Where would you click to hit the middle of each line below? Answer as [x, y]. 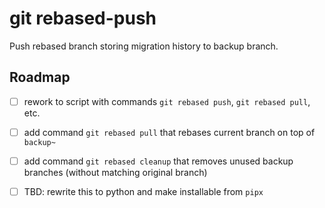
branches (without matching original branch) [115, 172]
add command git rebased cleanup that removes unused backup [158, 161]
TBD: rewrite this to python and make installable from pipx [143, 191]
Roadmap [40, 77]
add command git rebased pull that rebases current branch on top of [169, 132]
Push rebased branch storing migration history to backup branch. [144, 46]
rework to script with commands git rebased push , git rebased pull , [167, 101]
